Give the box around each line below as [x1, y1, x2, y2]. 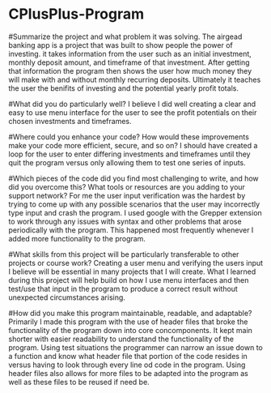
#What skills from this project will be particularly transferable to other [8, 249, 239, 259]
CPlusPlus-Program [8, 5, 145, 23]
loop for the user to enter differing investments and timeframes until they [8, 149, 251, 159]
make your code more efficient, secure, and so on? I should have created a [8, 140, 258, 150]
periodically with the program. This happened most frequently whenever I [8, 224, 254, 235]
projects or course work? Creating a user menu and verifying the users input [8, 258, 264, 267]
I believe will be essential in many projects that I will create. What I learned [8, 267, 256, 276]
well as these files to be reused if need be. [8, 377, 150, 387]
